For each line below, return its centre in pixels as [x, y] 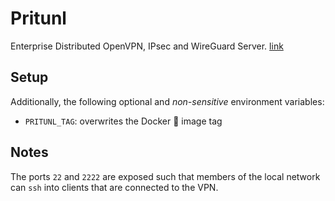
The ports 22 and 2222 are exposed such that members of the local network [165, 176]
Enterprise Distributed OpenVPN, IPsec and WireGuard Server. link [147, 46]
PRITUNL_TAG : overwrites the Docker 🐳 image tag [123, 121]
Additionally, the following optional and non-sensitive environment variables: [167, 101]
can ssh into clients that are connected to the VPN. [114, 187]
